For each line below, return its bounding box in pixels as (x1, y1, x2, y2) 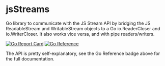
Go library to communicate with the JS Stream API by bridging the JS (6, 20, 151, 26)
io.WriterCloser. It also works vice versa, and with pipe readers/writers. (6, 31, 155, 37)
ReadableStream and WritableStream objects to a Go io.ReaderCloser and (6, 25, 160, 31)
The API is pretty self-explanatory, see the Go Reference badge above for (6, 50, 160, 56)
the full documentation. (6, 55, 55, 61)
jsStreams (6, 4, 50, 15)
